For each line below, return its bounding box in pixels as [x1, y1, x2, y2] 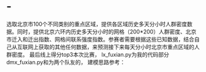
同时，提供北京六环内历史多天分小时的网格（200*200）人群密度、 [17, 27, 186, 35]
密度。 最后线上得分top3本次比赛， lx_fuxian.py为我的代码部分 [11, 51, 170, 58]
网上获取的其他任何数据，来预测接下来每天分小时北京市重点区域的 [27, 43, 194, 51]
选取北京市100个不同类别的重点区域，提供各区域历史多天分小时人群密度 [6, 20, 188, 27]
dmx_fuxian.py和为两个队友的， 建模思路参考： [6, 58, 126, 66]
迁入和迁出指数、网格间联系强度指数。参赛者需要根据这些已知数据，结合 [11, 35, 194, 43]
